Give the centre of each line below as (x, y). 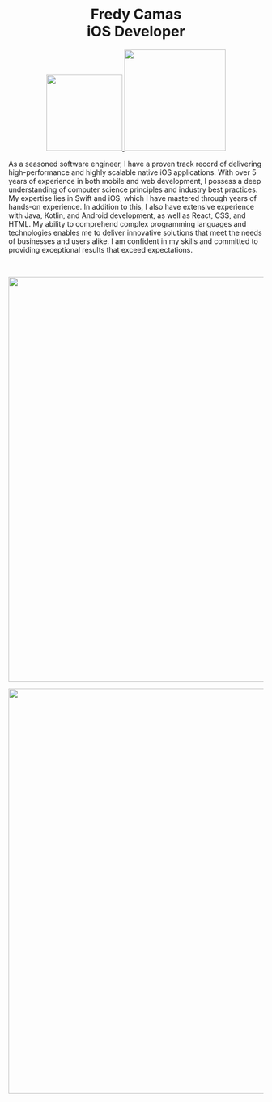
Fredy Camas (136, 14)
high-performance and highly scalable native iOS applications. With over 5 (132, 172)
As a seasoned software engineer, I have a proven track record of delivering (135, 164)
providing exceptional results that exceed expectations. (100, 249)
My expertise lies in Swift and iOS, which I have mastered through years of (133, 198)
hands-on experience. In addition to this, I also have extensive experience (132, 206)
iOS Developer (136, 32)
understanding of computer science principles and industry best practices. (133, 189)
